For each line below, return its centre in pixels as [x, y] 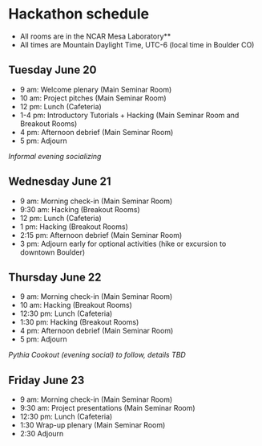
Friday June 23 [46, 380]
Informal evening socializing [55, 156]
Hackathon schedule [79, 14]
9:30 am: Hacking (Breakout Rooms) [80, 209]
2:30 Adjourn [42, 434]
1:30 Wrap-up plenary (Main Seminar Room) [93, 425]
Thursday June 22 [55, 277]
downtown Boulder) [52, 252]
